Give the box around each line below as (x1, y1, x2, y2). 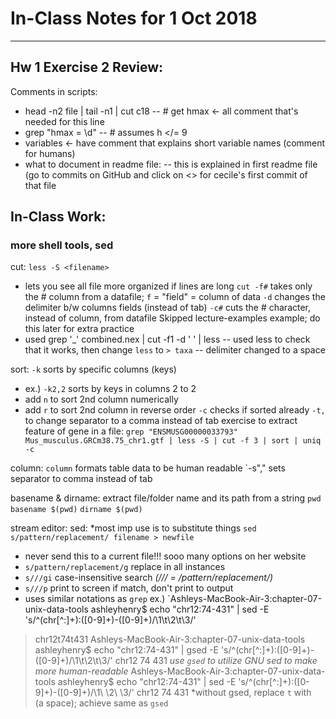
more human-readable (34, 665, 129, 677)
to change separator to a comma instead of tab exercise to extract (24, 415, 298, 427)
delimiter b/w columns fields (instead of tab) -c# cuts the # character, (24, 302, 312, 314)
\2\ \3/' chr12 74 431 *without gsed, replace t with (105, 687, 312, 699)
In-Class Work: (10, 208, 107, 226)
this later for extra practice (24, 323, 135, 335)
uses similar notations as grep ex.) (24, 593, 166, 605)
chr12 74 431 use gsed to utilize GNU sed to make (114, 655, 318, 667)
